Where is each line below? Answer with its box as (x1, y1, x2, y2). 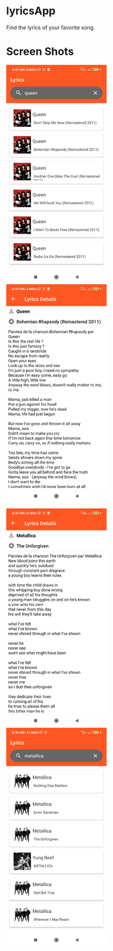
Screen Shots (6, 45, 74, 58)
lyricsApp (6, 4, 56, 18)
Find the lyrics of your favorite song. (6, 24, 95, 31)
